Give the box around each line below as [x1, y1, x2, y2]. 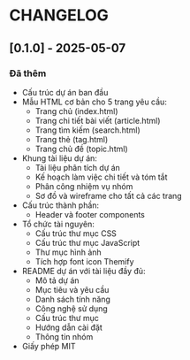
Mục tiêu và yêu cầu [34, 284, 110, 295]
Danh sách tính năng [34, 294, 110, 304]
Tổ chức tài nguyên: [21, 218, 95, 229]
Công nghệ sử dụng [34, 303, 108, 314]
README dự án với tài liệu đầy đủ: [21, 265, 146, 276]
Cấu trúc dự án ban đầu [21, 87, 109, 97]
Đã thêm [9, 67, 47, 80]
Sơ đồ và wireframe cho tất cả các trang [34, 190, 183, 201]
